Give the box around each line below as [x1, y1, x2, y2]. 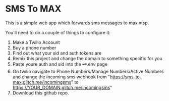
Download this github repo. [12, 89, 69, 96]
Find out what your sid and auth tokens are [12, 50, 102, 56]
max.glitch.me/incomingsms [12, 79, 72, 85]
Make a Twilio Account [12, 39, 60, 45]
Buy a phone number [12, 44, 57, 50]
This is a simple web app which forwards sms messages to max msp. [5, 20, 149, 26]
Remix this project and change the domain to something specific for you [12, 55, 162, 61]
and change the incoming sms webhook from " [12, 74, 110, 80]
